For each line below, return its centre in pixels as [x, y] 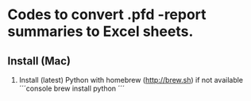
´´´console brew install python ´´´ [71, 88]
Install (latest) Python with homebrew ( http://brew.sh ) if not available [131, 80]
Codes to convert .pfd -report [107, 15]
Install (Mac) [39, 61]
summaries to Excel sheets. [100, 31]
